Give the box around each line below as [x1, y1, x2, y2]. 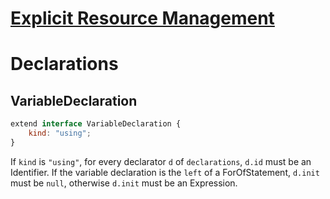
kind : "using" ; [28, 128, 92, 139]
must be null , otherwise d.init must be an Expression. [10, 177, 238, 189]
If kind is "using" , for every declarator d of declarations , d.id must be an [10, 155, 312, 167]
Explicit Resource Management [10, 7, 275, 30]
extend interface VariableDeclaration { [10, 119, 182, 129]
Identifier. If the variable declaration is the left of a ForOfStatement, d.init [10, 166, 320, 178]
